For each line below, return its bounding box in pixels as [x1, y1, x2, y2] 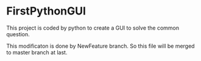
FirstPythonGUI [6, 4, 86, 18]
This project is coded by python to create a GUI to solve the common [6, 24, 180, 31]
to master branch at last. [6, 48, 68, 56]
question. [6, 30, 30, 37]
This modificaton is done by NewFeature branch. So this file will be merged [6, 42, 195, 50]
